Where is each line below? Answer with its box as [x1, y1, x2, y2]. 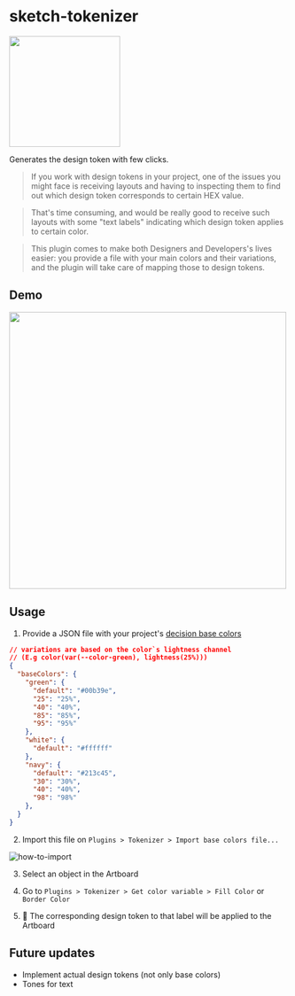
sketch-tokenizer [9, 6, 139, 27]
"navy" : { [25, 760, 62, 769]
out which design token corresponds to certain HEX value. [30, 190, 245, 200]
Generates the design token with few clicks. [9, 153, 169, 165]
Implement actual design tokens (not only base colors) [21, 969, 221, 980]
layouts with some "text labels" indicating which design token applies [30, 216, 284, 227]
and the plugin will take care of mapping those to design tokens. [30, 261, 266, 272]
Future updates [9, 945, 96, 961]
